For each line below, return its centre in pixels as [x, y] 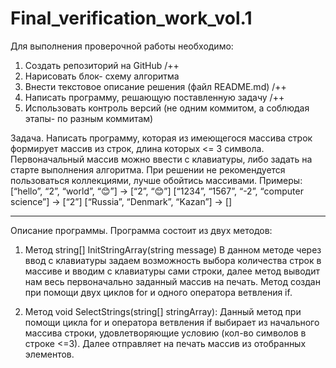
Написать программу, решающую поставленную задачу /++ [154, 97]
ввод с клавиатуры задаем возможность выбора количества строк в [173, 260]
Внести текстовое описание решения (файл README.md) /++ [155, 86]
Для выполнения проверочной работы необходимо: [122, 46]
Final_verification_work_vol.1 [131, 18]
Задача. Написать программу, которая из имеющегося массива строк [161, 138]
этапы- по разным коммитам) [89, 118]
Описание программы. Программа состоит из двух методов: [141, 230]
